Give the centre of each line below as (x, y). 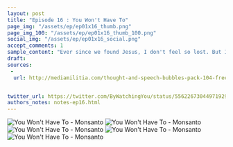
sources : (20, 65)
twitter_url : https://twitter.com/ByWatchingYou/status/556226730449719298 (119, 96)
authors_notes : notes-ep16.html (54, 103)
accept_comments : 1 (35, 46)
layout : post (26, 13)
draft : (17, 59)
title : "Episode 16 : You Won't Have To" (68, 20)
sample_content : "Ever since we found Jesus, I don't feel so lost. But (114, 52)
